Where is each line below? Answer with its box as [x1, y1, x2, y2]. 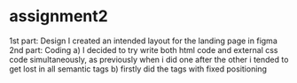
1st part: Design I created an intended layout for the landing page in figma [9, 35, 277, 46]
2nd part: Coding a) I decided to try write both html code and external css [9, 44, 278, 55]
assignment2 [9, 6, 108, 26]
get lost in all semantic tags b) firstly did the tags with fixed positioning [9, 64, 268, 74]
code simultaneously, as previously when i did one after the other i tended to [9, 54, 289, 64]
